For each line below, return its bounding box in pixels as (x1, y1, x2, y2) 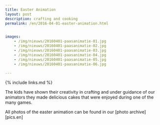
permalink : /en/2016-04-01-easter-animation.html (5, 21, 109, 26)
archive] (129, 109, 146, 115)
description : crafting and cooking (5, 16, 78, 21)
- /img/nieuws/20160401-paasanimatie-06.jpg (14, 62, 107, 67)
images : (5, 34, 21, 39)
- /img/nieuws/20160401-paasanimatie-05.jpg (14, 57, 107, 62)
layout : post (5, 12, 32, 17)
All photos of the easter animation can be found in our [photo (5, 109, 129, 115)
